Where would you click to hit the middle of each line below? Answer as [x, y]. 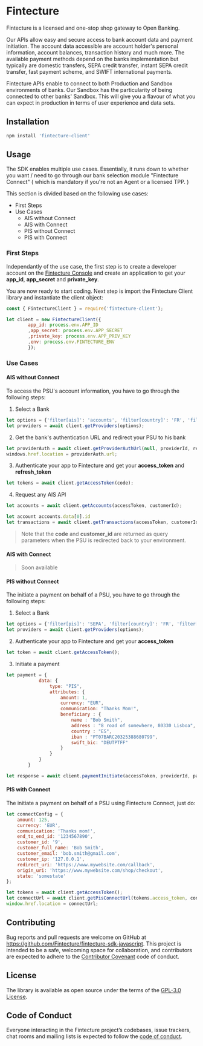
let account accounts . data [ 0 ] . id [48, 517]
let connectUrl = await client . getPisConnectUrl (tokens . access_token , [97, 898]
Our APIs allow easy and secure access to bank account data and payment [100, 39]
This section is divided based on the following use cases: [78, 194]
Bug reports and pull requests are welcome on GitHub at [76, 937]
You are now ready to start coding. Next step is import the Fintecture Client [100, 291]
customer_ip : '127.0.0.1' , [51, 859]
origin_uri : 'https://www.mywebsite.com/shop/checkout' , [90, 870]
